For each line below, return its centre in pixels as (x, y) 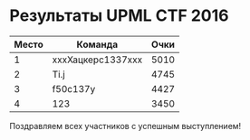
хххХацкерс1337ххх (97, 60)
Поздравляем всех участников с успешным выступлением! (125, 126)
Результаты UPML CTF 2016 (119, 16)
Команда (97, 44)
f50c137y (74, 89)
